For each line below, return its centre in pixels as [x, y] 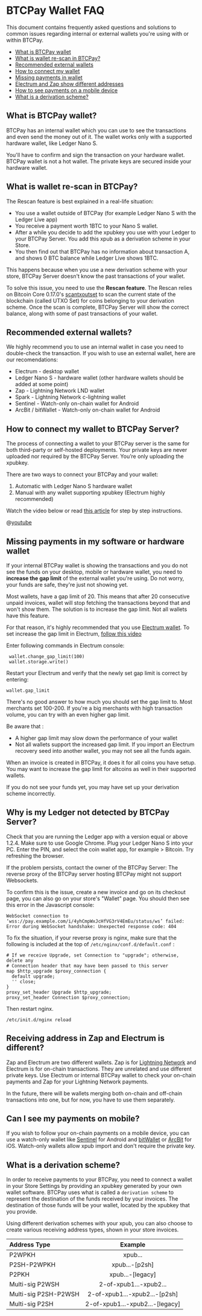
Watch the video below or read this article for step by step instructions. [94, 511]
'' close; [24, 982]
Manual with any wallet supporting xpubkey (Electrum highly [90, 492]
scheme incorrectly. [31, 793]
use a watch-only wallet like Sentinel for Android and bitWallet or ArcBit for [99, 1140]
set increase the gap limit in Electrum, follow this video [74, 634]
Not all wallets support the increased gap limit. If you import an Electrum [105, 744]
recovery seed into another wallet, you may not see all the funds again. [103, 751]
